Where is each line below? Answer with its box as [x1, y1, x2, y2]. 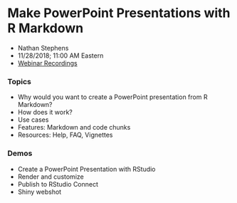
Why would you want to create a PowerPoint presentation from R [17, 93, 208, 101]
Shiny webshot [17, 187, 62, 196]
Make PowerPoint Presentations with [7, 5, 231, 21]
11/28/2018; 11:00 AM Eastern [17, 51, 104, 60]
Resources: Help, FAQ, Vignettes [17, 130, 113, 140]
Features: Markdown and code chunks [17, 123, 131, 132]
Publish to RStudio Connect [17, 179, 98, 188]
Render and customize [17, 172, 84, 181]
